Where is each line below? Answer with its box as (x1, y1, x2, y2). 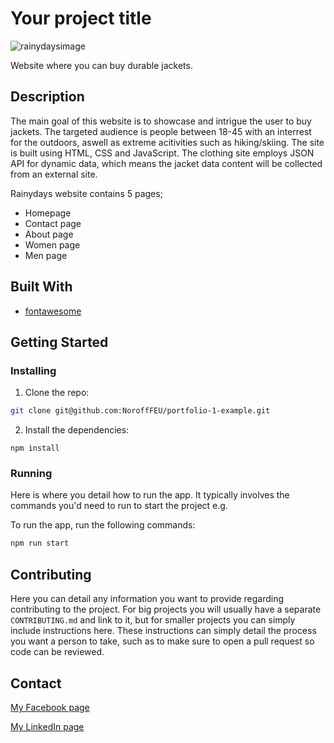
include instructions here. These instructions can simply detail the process (10, 625, 317, 637)
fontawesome (24, 305, 82, 317)
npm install (10, 443, 60, 454)
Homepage (24, 207, 72, 219)
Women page (24, 238, 81, 251)
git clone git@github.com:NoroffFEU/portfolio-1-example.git (10, 406, 271, 416)
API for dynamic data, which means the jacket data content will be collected (10, 157, 323, 169)
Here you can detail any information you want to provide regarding (10, 593, 285, 605)
